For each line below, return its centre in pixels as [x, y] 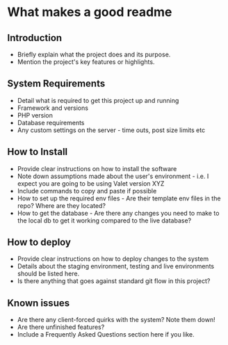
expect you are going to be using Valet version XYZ [91, 183]
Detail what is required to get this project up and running [98, 100]
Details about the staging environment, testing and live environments [115, 266]
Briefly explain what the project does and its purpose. [94, 54]
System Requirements [56, 84]
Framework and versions [53, 108]
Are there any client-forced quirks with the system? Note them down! [116, 320]
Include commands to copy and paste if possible [87, 191]
